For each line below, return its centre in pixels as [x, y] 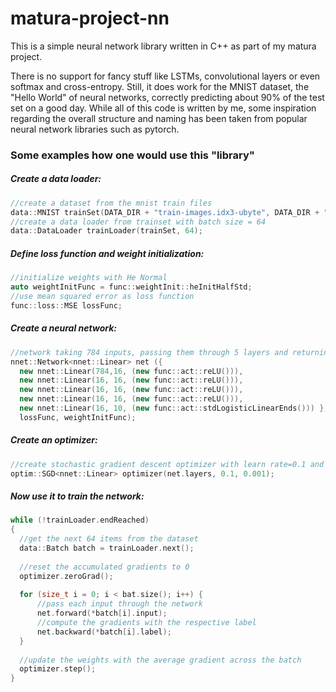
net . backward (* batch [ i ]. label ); [104, 632]
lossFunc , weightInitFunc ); [78, 417]
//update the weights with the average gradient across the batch [160, 660]
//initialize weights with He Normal [89, 278]
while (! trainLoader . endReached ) [80, 520]
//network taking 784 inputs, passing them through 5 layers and [149, 352]
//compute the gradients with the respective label [146, 623]
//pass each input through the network [119, 604]
